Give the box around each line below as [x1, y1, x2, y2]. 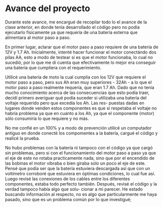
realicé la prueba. [5, 135, 40, 141]
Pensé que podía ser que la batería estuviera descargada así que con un [5, 165, 150, 171]
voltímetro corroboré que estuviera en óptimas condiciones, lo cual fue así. [5, 170, 156, 176]
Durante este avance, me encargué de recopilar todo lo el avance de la [5, 19, 147, 25]
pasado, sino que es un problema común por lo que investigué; [5, 196, 132, 202]
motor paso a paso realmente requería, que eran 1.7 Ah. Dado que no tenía [5, 84, 155, 90]
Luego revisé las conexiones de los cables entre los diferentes [5, 176, 130, 182]
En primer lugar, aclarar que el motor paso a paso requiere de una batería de [5, 44, 159, 50]
